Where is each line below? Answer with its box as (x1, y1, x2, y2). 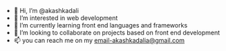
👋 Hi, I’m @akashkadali (13, 7, 79, 14)
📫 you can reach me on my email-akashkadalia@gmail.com (13, 37, 185, 44)
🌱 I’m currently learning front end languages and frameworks (13, 21, 188, 29)
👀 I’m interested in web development (13, 14, 118, 22)
